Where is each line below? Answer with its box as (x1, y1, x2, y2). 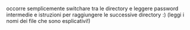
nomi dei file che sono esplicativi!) (6, 18, 91, 24)
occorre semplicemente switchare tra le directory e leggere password (6, 5, 179, 12)
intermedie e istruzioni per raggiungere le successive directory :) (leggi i (6, 11, 185, 18)
